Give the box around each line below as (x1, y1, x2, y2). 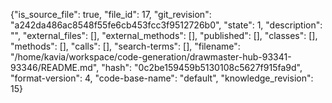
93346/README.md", (10, 62, 100, 73)
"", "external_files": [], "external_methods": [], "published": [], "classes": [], (10, 30, 318, 41)
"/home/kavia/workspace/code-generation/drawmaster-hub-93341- (10, 51, 292, 63)
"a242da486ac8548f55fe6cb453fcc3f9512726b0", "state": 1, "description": (10, 19, 323, 31)
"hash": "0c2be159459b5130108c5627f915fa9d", (101, 62, 303, 73)
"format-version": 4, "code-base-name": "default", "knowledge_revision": (10, 72, 314, 84)
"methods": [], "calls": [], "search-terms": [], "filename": (10, 40, 241, 52)
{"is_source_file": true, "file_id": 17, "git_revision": (10, 9, 212, 20)
